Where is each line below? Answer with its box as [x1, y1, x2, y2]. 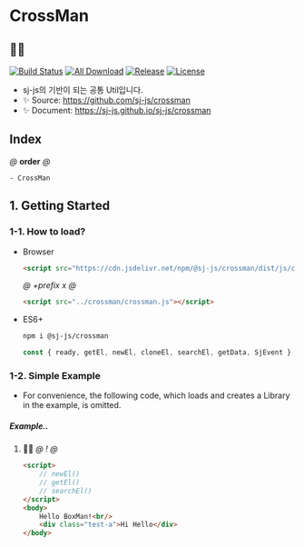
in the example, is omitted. [22, 400, 122, 411]
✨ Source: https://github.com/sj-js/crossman [22, 94, 191, 105]
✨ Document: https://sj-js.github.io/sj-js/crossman [22, 105, 211, 115]
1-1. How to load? [9, 225, 86, 238]
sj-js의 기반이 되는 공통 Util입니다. [22, 85, 143, 95]
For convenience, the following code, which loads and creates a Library [22, 390, 290, 401]
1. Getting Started [9, 198, 111, 214]
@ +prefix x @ [22, 280, 77, 291]
